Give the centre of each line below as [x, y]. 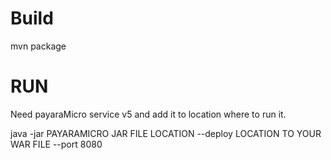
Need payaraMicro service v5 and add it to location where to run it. [148, 114]
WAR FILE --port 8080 [56, 144]
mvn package [38, 46]
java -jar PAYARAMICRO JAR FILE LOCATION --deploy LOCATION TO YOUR [166, 133]
